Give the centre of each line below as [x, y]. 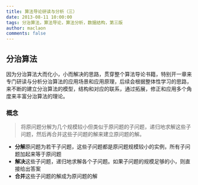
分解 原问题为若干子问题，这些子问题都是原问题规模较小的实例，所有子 [100, 147]
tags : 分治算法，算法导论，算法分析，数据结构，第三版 [65, 22]
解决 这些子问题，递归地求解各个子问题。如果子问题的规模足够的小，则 [100, 161]
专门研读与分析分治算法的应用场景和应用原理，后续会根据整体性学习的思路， [99, 81]
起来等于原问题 [43, 154]
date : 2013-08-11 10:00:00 [39, 17]
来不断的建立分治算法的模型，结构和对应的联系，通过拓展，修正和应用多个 [96, 88]
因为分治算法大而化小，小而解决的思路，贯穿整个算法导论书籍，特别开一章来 [99, 74]
